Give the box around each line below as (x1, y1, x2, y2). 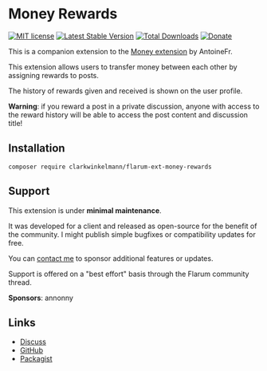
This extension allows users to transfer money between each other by (8, 61, 238, 72)
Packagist (19, 354, 53, 364)
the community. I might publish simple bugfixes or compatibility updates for (8, 229, 257, 239)
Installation (8, 141, 65, 156)
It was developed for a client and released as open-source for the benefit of (8, 221, 257, 231)
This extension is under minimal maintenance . (8, 205, 162, 215)
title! (8, 118, 23, 128)
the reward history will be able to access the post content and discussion (8, 109, 249, 120)
